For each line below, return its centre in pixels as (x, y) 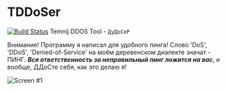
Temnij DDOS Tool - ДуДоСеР (90, 31)
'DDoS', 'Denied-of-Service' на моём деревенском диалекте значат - (109, 52)
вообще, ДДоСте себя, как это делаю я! (67, 67)
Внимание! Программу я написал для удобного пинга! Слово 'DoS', (107, 44)
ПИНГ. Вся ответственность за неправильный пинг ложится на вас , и (113, 59)
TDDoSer (34, 12)
